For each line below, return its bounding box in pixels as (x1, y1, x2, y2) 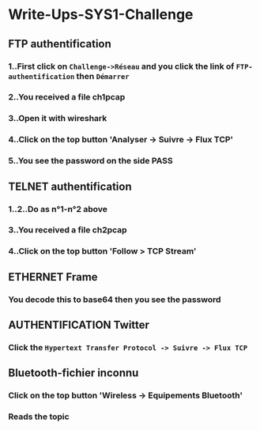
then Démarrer (76, 70, 130, 81)
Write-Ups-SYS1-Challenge (8, 6, 194, 24)
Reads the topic (8, 411, 70, 422)
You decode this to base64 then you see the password (8, 294, 221, 305)
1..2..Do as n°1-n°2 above (8, 203, 108, 214)
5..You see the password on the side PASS (8, 156, 173, 167)
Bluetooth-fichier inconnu (8, 366, 139, 380)
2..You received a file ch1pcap (8, 92, 126, 103)
